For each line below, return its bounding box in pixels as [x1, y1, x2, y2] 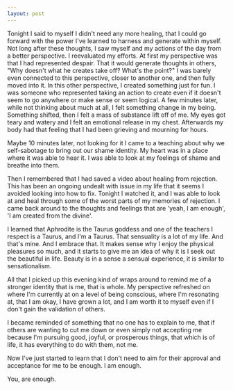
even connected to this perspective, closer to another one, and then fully [7, 74, 216, 82]
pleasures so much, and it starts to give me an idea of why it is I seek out [7, 247, 216, 255]
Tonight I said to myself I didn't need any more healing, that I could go [7, 29, 207, 38]
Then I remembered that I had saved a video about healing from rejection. [7, 174, 218, 183]
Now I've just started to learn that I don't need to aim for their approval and [7, 354, 221, 362]
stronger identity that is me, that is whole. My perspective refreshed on [7, 282, 210, 291]
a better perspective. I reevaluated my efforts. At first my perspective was [7, 51, 218, 60]
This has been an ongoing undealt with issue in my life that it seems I [7, 181, 205, 190]
